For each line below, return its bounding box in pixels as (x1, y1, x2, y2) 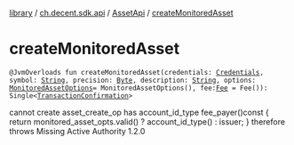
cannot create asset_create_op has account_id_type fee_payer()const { (9, 107, 269, 117)
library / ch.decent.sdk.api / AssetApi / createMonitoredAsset (9, 8, 234, 18)
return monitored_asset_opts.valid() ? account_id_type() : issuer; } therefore (9, 116, 286, 127)
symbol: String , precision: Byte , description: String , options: (9, 76, 256, 85)
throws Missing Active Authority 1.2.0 (9, 125, 146, 136)
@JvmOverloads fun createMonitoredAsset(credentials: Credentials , (9, 68, 265, 77)
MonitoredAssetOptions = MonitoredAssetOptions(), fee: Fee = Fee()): (9, 84, 268, 93)
